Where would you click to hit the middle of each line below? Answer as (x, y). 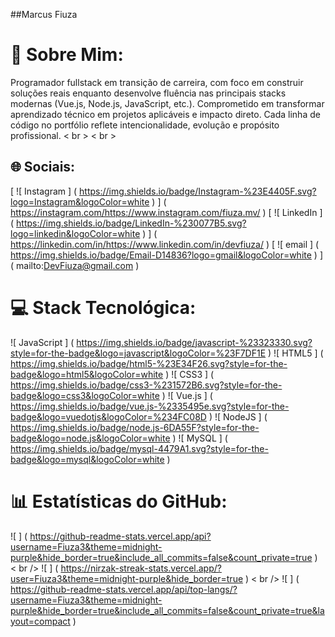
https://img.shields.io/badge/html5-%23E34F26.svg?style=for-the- (149, 363)
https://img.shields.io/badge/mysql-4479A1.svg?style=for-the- (139, 448)
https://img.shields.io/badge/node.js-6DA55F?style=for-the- (135, 427)
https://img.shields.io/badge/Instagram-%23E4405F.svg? (198, 191)
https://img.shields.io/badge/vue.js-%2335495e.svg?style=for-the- (150, 406)
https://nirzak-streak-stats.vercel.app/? (141, 568)
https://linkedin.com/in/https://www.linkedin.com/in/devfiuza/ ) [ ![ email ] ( (165, 244)
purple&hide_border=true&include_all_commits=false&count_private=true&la (167, 610)
